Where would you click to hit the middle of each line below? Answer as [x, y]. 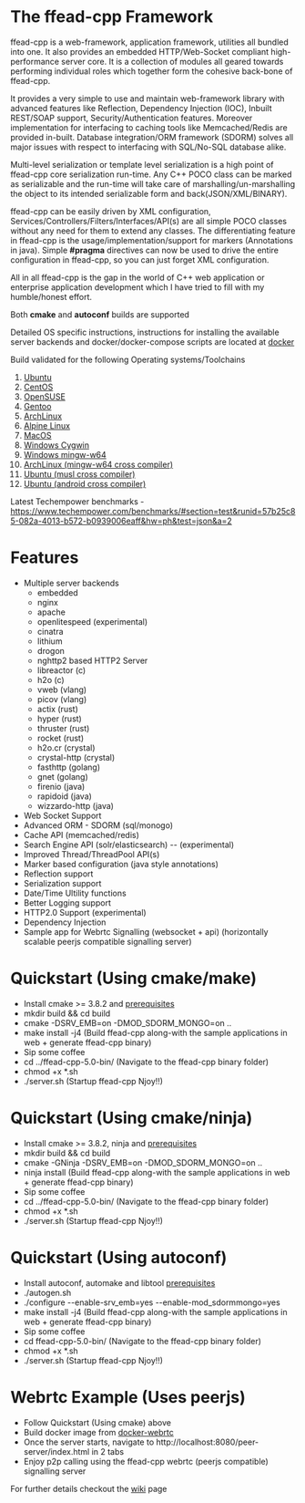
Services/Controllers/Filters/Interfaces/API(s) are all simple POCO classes [149, 221]
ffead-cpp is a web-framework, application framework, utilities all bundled [150, 42]
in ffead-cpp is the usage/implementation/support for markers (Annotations [152, 240]
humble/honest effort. [51, 296]
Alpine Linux [47, 425]
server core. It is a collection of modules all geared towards [173, 61]
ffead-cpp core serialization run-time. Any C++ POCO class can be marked [151, 174]
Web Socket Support [62, 815]
